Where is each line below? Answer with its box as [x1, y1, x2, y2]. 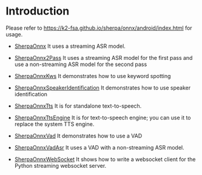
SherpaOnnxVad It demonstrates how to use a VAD [14, 132, 143, 139]
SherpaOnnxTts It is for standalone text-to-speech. [14, 102, 142, 110]
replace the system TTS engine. [14, 120, 95, 128]
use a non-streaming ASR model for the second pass [14, 61, 147, 68]
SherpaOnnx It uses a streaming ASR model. [14, 42, 126, 50]
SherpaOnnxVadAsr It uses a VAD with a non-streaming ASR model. [14, 144, 184, 151]
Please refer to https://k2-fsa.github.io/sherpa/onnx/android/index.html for [5, 24, 192, 31]
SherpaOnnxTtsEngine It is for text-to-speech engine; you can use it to [14, 114, 192, 121]
